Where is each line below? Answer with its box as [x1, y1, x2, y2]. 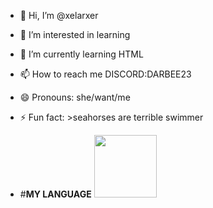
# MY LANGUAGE [19, 188, 92, 200]
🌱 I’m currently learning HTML [19, 48, 144, 60]
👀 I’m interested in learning [19, 29, 131, 40]
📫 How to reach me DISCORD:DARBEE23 [19, 68, 192, 80]
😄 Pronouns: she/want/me [19, 91, 131, 103]
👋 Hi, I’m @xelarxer [19, 10, 99, 21]
